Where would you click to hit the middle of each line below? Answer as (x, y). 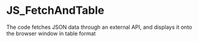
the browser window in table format (51, 33)
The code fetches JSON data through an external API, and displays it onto (99, 27)
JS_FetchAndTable (55, 10)
